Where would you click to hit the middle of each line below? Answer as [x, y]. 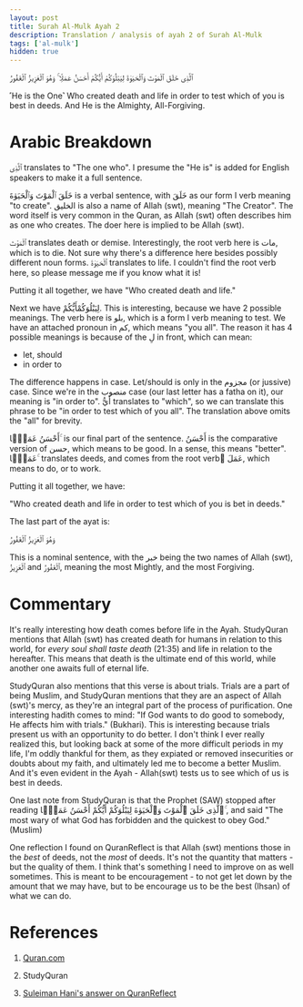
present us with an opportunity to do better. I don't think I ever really [137, 734]
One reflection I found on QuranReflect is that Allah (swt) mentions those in [150, 847]
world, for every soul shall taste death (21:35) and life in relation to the [141, 649]
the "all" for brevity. [46, 421]
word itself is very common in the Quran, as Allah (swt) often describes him [151, 216]
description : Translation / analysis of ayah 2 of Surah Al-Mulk [136, 35]
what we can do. [40, 896]
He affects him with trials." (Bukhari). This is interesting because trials [140, 724]
